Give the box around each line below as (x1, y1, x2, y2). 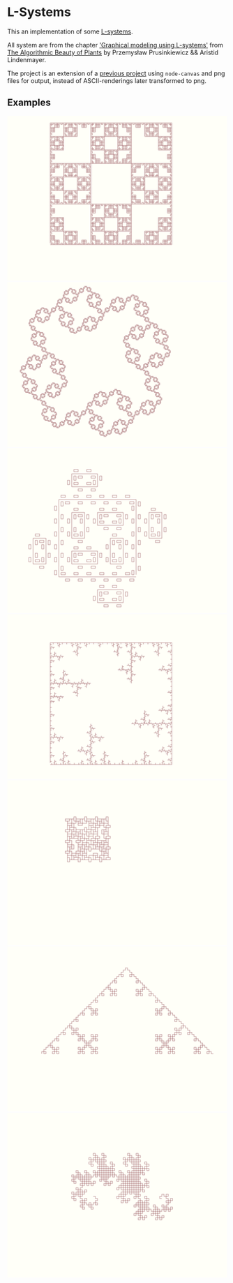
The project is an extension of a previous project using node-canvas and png (7, 69, 225, 77)
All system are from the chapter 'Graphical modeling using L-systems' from (7, 40, 223, 49)
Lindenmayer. (7, 55, 47, 63)
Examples (7, 97, 51, 109)
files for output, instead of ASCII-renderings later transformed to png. (7, 76, 207, 84)
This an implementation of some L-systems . (7, 27, 133, 36)
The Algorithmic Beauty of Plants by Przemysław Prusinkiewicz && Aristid (7, 48, 218, 57)
